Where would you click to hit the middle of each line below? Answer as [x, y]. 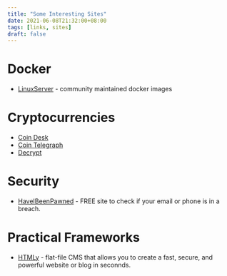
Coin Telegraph [40, 145]
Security [33, 182]
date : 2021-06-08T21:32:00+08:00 [57, 21]
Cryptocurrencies [61, 118]
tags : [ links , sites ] [40, 27]
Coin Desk [33, 138]
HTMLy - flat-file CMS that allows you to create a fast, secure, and [115, 257]
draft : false [27, 34]
